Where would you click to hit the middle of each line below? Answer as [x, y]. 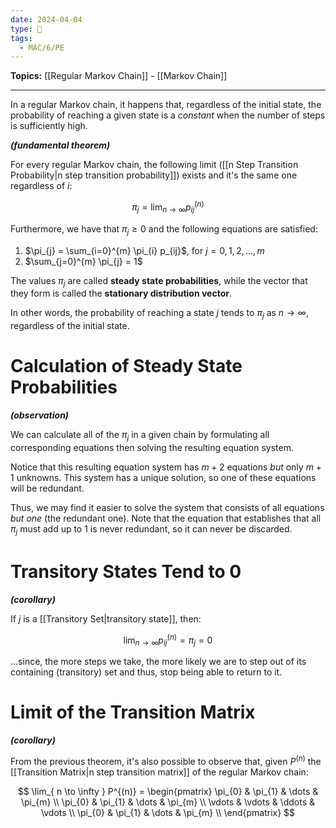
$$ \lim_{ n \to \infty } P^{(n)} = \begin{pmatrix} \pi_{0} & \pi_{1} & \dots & [168, 791]
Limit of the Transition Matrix [133, 712]
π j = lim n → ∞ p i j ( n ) [168, 207]
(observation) [40, 415]
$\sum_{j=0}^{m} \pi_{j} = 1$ [83, 261]
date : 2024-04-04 [46, 19]
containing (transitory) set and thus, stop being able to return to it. [146, 672]
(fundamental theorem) [60, 145]
